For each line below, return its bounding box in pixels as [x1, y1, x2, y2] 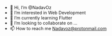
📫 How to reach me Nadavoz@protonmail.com [9, 26, 107, 31]
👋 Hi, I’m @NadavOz [9, 5, 52, 10]
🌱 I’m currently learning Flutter [9, 15, 73, 20]
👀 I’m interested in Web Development [9, 10, 86, 16]
